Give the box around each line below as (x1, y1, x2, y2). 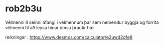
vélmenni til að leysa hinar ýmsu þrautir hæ (5, 24, 94, 30)
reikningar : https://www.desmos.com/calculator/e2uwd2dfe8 (5, 34, 133, 40)
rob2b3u (5, 3, 42, 14)
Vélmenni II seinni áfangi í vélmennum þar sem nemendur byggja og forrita (5, 19, 159, 25)
